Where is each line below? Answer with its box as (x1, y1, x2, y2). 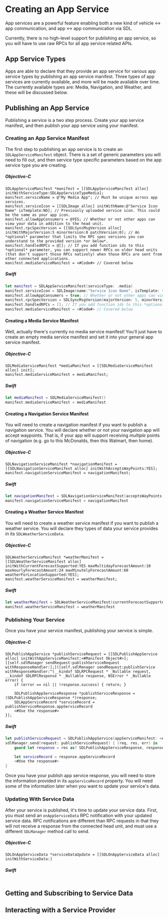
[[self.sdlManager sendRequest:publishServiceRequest (5, 660, 120, 665)
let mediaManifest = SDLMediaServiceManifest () (5, 395, 106, 400)
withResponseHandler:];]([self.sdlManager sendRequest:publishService (5, 665, 155, 670)
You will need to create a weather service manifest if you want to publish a (5, 520, 158, 526)
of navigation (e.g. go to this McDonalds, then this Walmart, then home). (5, 438, 153, 444)
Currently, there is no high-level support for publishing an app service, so (5, 35, 156, 41)
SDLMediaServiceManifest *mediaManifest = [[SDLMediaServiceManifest (5, 363, 153, 368)
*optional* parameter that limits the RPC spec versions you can (5, 234, 144, 239)
